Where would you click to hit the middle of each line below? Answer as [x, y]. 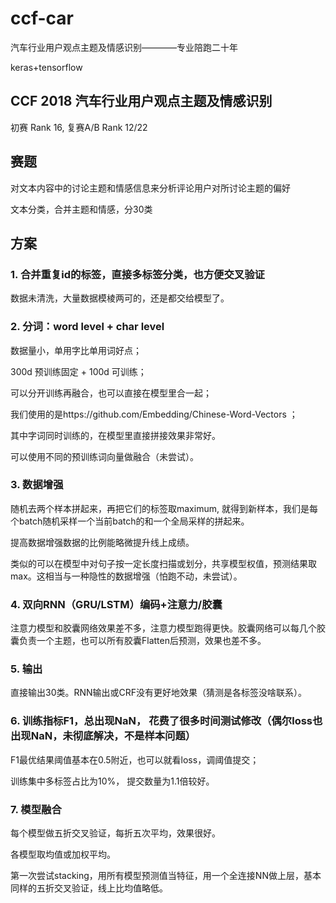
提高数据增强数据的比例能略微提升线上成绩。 [102, 542]
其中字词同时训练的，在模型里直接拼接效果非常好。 [115, 435]
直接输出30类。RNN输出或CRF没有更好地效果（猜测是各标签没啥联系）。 [159, 693]
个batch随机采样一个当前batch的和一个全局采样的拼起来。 [130, 521]
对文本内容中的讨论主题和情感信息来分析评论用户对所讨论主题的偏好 [150, 188]
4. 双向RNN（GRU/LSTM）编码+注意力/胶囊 [116, 604]
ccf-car [42, 18]
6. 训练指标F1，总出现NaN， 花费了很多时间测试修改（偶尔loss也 [166, 721]
